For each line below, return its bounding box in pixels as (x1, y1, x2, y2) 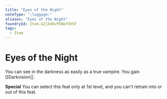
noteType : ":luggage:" (5, 12, 52, 17)
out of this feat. (5, 88, 36, 95)
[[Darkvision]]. (5, 73, 35, 80)
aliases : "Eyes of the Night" (5, 16, 68, 21)
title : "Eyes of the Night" (5, 7, 64, 12)
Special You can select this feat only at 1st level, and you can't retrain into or (5, 83, 162, 89)
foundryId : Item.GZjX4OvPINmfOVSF (5, 21, 77, 26)
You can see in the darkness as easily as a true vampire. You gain (5, 68, 140, 74)
